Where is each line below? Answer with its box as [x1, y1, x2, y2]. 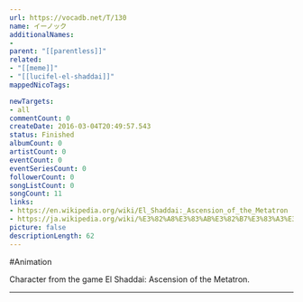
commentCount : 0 [9, 114, 70, 123]
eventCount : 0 [9, 156, 63, 165]
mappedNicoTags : [9, 80, 70, 90]
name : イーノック [9, 22, 68, 31]
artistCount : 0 [9, 147, 67, 156]
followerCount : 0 [9, 173, 75, 182]
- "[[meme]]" [9, 64, 59, 73]
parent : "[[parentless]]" [9, 47, 106, 56]
